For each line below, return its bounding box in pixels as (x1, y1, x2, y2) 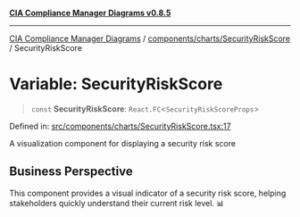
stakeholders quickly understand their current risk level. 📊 (9, 197, 225, 208)
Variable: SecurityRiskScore (9, 74, 223, 95)
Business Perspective (9, 164, 133, 179)
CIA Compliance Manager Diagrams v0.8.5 (9, 8, 171, 18)
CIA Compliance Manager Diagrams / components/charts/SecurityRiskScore (9, 33, 291, 44)
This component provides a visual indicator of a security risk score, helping (9, 188, 287, 198)
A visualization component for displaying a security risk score (9, 138, 237, 148)
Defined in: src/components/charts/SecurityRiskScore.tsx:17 (9, 121, 231, 131)
